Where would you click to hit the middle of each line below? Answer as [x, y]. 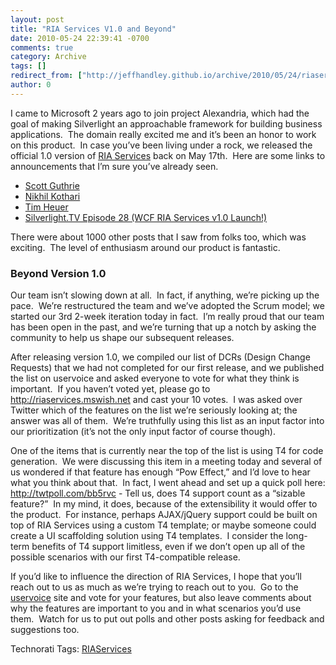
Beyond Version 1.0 [58, 273]
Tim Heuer [46, 207]
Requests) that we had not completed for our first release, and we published [167, 368]
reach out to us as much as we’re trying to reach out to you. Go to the [154, 587]
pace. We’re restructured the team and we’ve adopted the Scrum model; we [167, 306]
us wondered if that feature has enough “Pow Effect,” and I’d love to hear [160, 472]
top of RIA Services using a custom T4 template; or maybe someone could [163, 525]
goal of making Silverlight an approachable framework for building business [166, 123]
